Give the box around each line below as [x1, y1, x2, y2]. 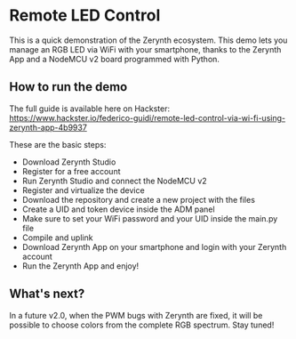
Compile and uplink [21, 232, 93, 243]
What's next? [9, 287, 85, 302]
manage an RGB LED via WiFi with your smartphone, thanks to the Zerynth [9, 44, 282, 54]
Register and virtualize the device [21, 184, 145, 196]
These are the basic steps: [9, 139, 107, 149]
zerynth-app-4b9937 [9, 122, 87, 133]
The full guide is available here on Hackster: [9, 103, 171, 114]
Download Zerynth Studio [21, 157, 116, 167]
